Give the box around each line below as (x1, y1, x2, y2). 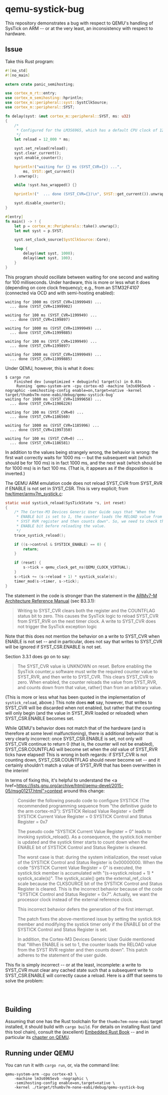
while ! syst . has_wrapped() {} (14, 182, 77, 188)
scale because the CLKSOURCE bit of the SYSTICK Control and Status (17, 881, 162, 887)
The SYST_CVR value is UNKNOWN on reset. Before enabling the (17, 663, 152, 669)
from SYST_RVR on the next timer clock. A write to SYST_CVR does (17, 618, 156, 624)
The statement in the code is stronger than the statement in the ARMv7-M (5, 592, 157, 598)
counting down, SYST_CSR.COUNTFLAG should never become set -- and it (5, 757, 160, 763)
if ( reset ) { (14, 560, 41, 565)
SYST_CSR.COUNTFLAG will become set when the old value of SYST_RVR (5, 746, 158, 752)
